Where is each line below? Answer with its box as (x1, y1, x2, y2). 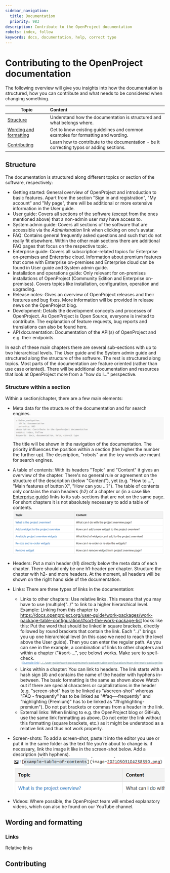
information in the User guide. (12, 205, 75, 211)
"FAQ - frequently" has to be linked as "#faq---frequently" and (20, 693, 151, 699)
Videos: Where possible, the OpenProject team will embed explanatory (12, 798, 160, 804)
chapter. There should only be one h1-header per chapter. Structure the (12, 566, 162, 572)
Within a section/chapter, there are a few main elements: (5, 395, 123, 401)
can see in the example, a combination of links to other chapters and (20, 645, 163, 651)
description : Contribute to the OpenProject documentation (5, 24, 133, 29)
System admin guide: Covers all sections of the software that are (12, 221, 148, 227)
